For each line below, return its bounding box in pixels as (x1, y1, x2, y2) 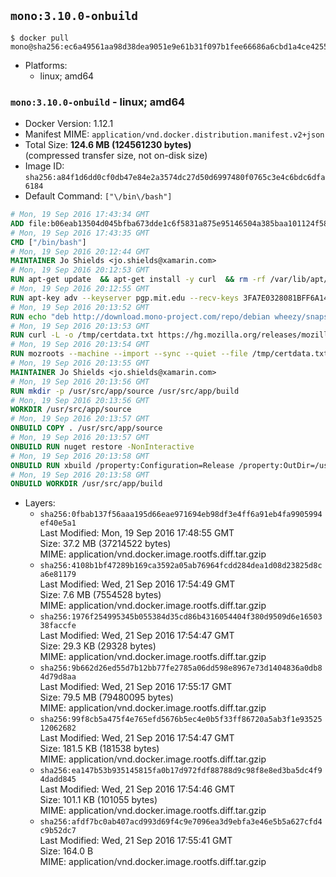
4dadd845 (39, 775, 77, 785)
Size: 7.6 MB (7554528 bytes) (39, 589, 162, 601)
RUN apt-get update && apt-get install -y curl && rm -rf (10, 275, 267, 285)
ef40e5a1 (39, 518, 77, 529)
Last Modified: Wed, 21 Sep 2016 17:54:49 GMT (39, 578, 236, 590)
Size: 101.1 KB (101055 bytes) (39, 794, 158, 806)
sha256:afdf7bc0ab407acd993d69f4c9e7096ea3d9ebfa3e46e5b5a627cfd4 (39, 817, 323, 827)
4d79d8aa (39, 672, 77, 682)
